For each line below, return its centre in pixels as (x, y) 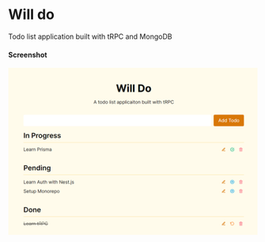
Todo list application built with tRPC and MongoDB (90, 36)
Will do (32, 15)
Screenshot (28, 55)
